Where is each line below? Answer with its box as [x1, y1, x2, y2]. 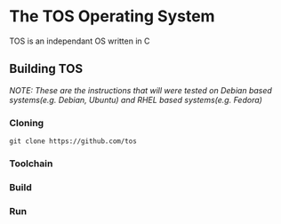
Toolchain [9, 157, 53, 170]
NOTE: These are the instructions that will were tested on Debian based [9, 84, 273, 95]
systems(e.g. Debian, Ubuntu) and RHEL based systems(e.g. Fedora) [9, 94, 262, 105]
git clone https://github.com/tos [9, 137, 138, 146]
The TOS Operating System [9, 6, 215, 27]
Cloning [9, 116, 44, 129]
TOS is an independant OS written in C [9, 36, 150, 46]
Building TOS [9, 61, 83, 76]
